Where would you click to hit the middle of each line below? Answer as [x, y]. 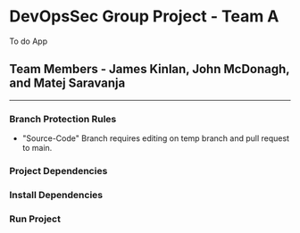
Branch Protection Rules [63, 119]
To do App [28, 41]
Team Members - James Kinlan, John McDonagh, [150, 69]
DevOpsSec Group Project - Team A [144, 17]
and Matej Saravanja [67, 83]
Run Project [35, 219]
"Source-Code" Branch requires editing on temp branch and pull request [156, 138]
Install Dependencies [56, 195]
